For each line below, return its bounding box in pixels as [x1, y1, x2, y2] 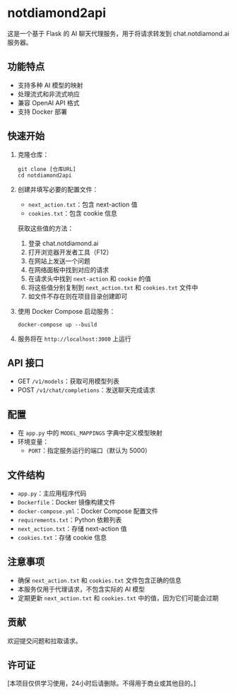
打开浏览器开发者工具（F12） [28, 247, 113, 256]
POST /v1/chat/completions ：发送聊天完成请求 [17, 386, 155, 394]
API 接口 [7, 357, 45, 369]
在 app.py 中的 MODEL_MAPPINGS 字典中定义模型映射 [17, 429, 163, 437]
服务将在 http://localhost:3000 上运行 [17, 334, 132, 343]
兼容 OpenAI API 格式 [17, 98, 80, 107]
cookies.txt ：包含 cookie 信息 [28, 208, 118, 217]
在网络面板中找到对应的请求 [28, 265, 110, 274]
